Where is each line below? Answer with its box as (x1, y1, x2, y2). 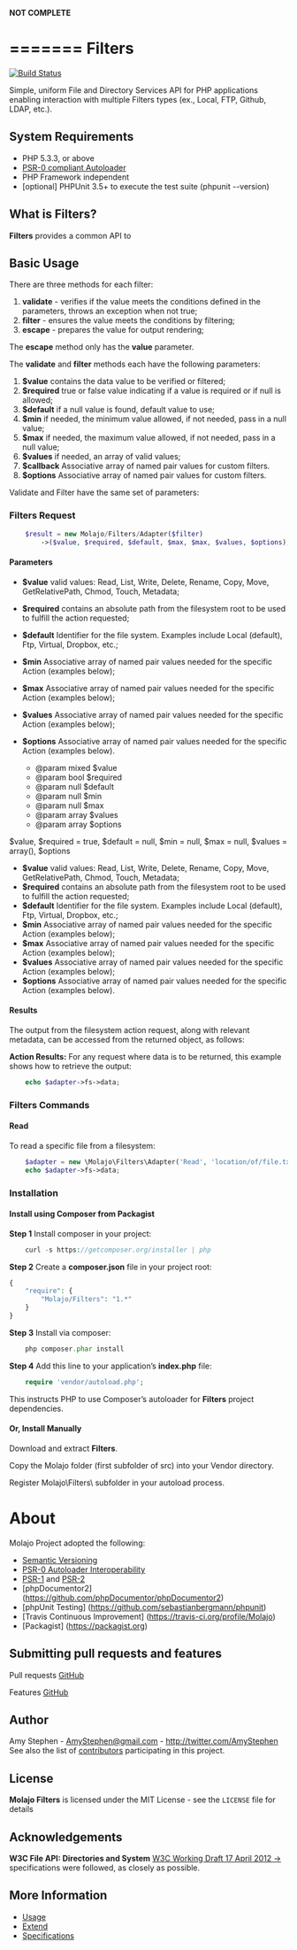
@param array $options (34, 819, 122, 829)
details (9, 1804, 34, 1815)
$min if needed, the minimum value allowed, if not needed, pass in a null (21, 413, 287, 424)
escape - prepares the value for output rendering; (21, 325, 205, 335)
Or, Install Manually (9, 1423, 82, 1434)
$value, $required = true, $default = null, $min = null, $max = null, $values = (9, 836, 288, 846)
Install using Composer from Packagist (9, 1208, 155, 1220)
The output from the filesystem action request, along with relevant (9, 1024, 250, 1035)
